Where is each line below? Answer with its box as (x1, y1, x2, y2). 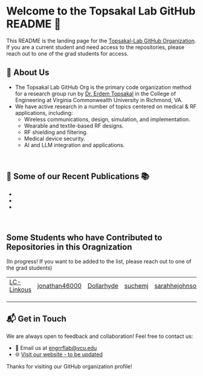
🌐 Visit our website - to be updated (14, 351, 103, 358)
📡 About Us (6, 68, 50, 78)
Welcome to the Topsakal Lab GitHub (6, 4, 196, 18)
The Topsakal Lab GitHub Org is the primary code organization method (14, 83, 192, 91)
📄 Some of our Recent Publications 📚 (6, 171, 150, 182)
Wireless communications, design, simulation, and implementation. (24, 115, 190, 123)
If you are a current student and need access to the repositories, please (6, 44, 185, 51)
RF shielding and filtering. (24, 128, 88, 135)
